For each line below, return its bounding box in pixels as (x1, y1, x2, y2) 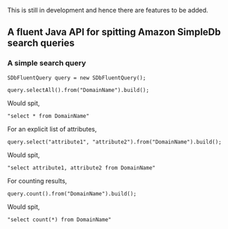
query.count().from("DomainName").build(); (7, 190, 137, 197)
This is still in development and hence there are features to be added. (7, 6, 209, 14)
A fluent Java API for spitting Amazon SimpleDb (7, 26, 222, 38)
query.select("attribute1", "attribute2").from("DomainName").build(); (7, 138, 222, 145)
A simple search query (7, 58, 87, 68)
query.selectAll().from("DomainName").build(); (7, 86, 150, 93)
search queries (7, 37, 75, 49)
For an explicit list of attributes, (7, 124, 97, 133)
